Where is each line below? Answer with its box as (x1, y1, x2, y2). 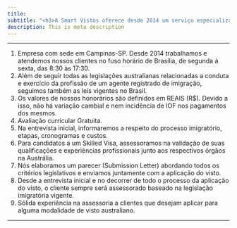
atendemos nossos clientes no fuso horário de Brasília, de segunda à (17, 57, 219, 65)
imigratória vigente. (17, 191, 74, 200)
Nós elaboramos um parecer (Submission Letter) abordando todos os (17, 161, 220, 170)
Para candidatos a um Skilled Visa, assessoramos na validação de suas (17, 139, 225, 148)
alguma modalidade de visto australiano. (17, 206, 135, 215)
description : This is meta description (7, 23, 125, 30)
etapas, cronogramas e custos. (17, 132, 108, 140)
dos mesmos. (17, 109, 57, 118)
